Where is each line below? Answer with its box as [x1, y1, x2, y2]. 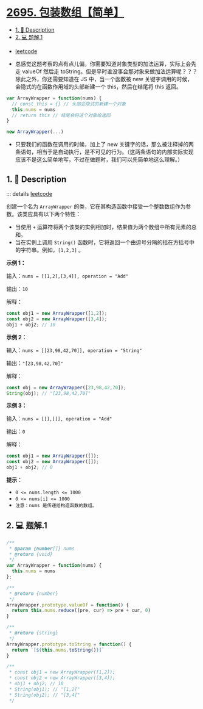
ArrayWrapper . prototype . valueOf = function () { [6, 602, 129, 608]
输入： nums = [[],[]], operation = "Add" [6, 415, 112, 422]
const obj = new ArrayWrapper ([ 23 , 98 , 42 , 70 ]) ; [6, 384, 126, 390]
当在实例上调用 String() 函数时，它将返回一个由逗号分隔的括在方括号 [15, 239, 190, 246]
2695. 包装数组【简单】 [6, 5, 125, 20]
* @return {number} [9, 590, 59, 597]
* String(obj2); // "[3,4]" [9, 692, 80, 698]
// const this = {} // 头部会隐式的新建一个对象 [12, 101, 126, 107]
